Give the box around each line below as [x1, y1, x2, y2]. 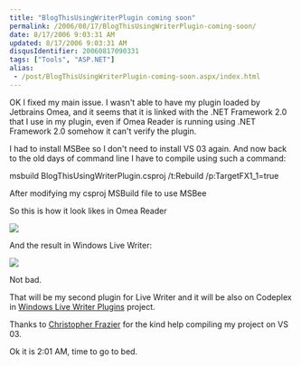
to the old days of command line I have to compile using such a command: [9, 153, 287, 164]
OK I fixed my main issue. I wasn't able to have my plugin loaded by [9, 97, 260, 108]
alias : [9, 64, 34, 73]
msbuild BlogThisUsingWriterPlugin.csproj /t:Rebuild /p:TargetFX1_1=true [9, 170, 279, 181]
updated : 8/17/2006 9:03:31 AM [9, 38, 127, 48]
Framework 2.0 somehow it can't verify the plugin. [9, 126, 197, 136]
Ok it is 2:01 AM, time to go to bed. [9, 345, 138, 357]
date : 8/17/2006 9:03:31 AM [9, 30, 116, 39]
